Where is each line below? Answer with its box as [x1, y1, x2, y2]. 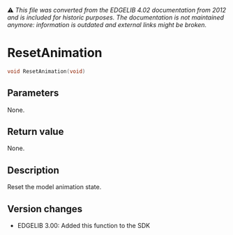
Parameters [7, 87, 59, 99]
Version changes [7, 203, 83, 215]
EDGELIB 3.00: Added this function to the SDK [17, 222, 151, 230]
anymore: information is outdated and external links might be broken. [7, 21, 207, 29]
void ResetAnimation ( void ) [7, 67, 86, 75]
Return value [7, 126, 64, 138]
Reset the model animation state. [7, 183, 102, 191]
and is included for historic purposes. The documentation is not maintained [7, 13, 225, 22]
